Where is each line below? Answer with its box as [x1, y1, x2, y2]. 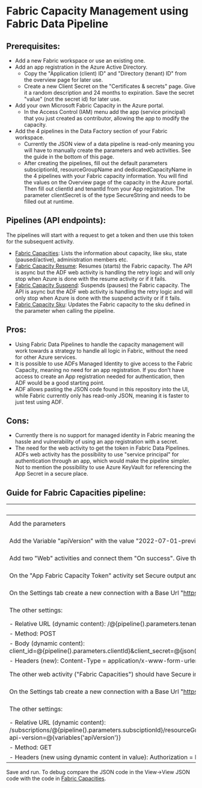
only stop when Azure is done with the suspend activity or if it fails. [14, 294, 182, 301]
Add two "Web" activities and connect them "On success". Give [9, 554, 189, 563]
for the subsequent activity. [6, 238, 75, 245]
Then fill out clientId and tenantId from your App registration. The [23, 185, 185, 192]
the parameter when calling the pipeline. [14, 307, 115, 314]
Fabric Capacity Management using [6, 4, 189, 18]
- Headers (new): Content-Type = [9, 657, 106, 665]
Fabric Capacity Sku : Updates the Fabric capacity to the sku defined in [14, 300, 191, 308]
